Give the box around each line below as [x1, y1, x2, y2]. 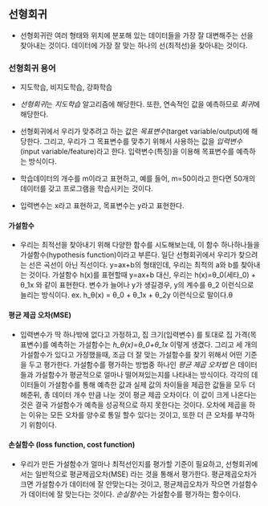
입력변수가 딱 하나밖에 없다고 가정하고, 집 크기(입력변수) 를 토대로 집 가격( [19, 329, 250, 339]
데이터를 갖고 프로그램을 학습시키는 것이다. [19, 184, 154, 194]
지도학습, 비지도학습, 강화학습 [19, 83, 113, 92]
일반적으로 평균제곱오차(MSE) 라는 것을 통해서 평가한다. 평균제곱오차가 [35, 469, 257, 479]
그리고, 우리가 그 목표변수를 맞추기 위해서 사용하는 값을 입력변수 [43, 137, 243, 146]
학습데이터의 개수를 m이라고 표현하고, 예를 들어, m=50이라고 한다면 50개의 [19, 173, 256, 183]
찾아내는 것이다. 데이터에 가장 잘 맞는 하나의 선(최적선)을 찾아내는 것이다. [19, 40, 248, 50]
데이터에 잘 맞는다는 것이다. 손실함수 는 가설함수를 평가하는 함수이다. [28, 489, 241, 499]
